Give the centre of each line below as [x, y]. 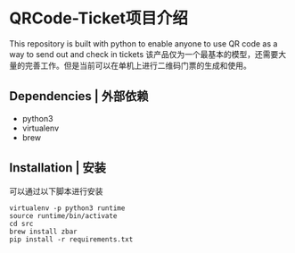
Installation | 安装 [58, 168]
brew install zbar [43, 232]
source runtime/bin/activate [63, 215]
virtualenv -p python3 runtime [67, 208]
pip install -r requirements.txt [71, 239]
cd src [21, 223]
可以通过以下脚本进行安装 [56, 191]
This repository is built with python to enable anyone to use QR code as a [143, 43]
